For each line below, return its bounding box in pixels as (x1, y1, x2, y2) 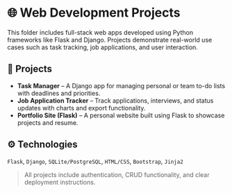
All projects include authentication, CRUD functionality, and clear (24, 170, 210, 178)
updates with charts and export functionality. (17, 103, 146, 112)
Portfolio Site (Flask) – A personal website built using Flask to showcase (17, 111, 225, 119)
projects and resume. (17, 118, 78, 126)
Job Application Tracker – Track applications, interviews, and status (17, 96, 214, 105)
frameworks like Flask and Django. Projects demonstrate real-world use (7, 35, 213, 44)
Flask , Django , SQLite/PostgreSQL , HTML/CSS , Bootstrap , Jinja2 (7, 157, 184, 165)
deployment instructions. (24, 178, 96, 186)
